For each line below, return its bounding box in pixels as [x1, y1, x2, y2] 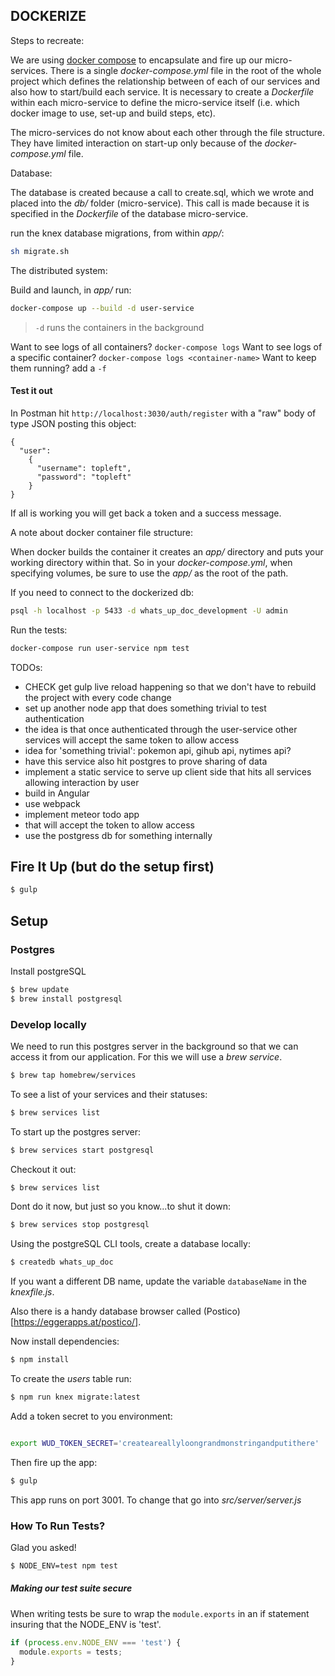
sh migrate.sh [10, 246, 70, 256]
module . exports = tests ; [19, 1647, 123, 1657]
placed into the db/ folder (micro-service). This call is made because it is [10, 197, 310, 209]
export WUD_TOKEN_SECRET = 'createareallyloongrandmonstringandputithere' [10, 1438, 320, 1448]
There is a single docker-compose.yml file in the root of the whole [49, 64, 322, 76]
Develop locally [10, 1017, 87, 1031]
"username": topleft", [36, 463, 132, 473]
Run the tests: [10, 624, 68, 636]
